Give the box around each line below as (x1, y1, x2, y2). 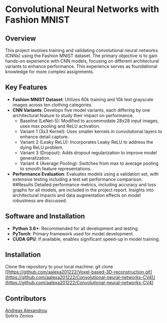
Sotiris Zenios (5, 313, 33, 319)
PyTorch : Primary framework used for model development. (12, 230, 134, 236)
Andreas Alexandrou (5, 307, 47, 313)
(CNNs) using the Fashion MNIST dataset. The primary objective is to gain (5, 53, 157, 59)
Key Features (5, 83, 47, 92)
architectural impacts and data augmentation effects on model (12, 192, 141, 198)
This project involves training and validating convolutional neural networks (5, 48, 158, 53)
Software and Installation (5, 212, 85, 221)
